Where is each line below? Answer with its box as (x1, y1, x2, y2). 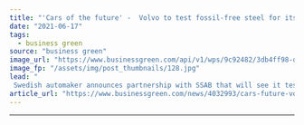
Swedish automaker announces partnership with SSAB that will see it (13, 81, 281, 90)
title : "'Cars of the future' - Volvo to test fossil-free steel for (9, 13, 281, 23)
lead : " (9, 72, 39, 82)
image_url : (9, 55, 51, 64)
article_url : (9, 89, 59, 98)
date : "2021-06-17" (9, 22, 83, 31)
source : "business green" (9, 47, 107, 56)
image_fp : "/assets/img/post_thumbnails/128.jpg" (9, 64, 201, 73)
